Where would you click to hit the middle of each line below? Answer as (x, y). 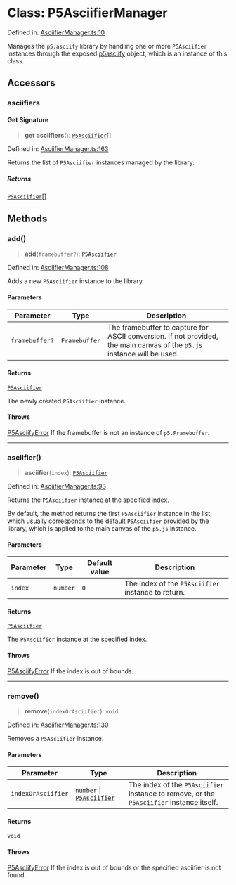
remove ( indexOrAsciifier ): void (71, 711)
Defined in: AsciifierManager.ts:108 (58, 268)
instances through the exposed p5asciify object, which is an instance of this (117, 53)
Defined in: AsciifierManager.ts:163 (58, 149)
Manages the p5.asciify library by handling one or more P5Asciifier (107, 46)
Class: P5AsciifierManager (87, 13)
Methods (27, 218)
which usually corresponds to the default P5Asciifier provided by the (108, 521)
